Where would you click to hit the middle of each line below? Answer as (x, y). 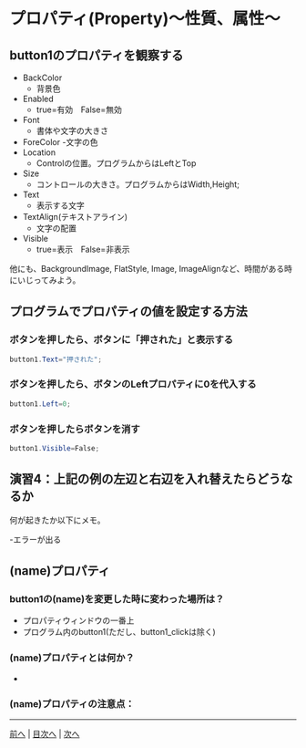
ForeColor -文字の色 (60, 142)
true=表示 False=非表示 (83, 249)
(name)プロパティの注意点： (72, 703)
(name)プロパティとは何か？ (72, 658)
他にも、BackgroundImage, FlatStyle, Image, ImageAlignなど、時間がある (147, 269)
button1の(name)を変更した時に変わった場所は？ (117, 599)
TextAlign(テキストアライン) (75, 217)
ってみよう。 (57, 280)
